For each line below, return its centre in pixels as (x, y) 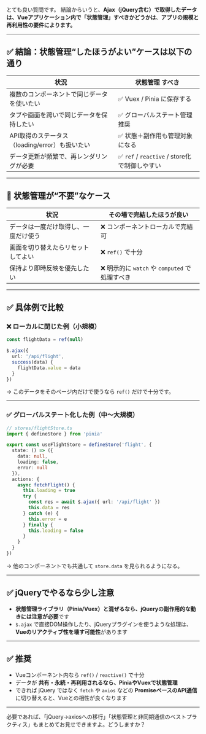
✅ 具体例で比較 (35, 307)
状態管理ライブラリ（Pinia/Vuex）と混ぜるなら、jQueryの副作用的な (103, 609)
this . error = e (48, 519)
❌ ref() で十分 (121, 252)
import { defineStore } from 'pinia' (55, 434)
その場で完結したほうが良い (148, 214)
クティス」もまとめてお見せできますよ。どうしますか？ (76, 724)
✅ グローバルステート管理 (155, 115)
